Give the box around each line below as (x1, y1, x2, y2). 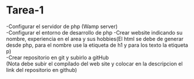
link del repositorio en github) (6, 66, 78, 73)
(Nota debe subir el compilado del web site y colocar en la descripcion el (6, 60, 183, 67)
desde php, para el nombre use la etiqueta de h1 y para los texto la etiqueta (6, 42, 188, 49)
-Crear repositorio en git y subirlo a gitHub (6, 54, 109, 61)
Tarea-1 (6, 4, 44, 17)
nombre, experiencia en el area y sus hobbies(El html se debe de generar (6, 35, 184, 42)
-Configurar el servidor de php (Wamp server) (6, 23, 118, 30)
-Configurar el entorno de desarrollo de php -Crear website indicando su (6, 29, 183, 36)
